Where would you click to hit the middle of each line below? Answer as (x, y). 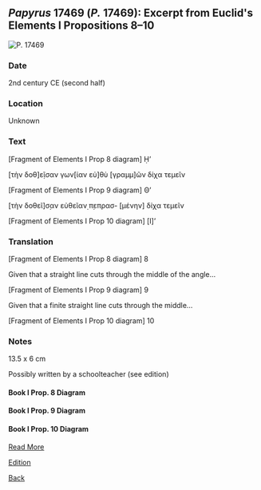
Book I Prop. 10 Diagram (49, 429)
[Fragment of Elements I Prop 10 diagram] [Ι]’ (82, 221)
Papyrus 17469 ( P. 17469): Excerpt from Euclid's (131, 13)
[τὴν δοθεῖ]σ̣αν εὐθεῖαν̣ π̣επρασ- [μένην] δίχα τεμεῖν (97, 205)
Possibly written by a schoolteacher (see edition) (89, 374)
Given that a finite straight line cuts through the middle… (101, 305)
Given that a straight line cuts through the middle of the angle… (112, 274)
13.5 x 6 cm (27, 359)
